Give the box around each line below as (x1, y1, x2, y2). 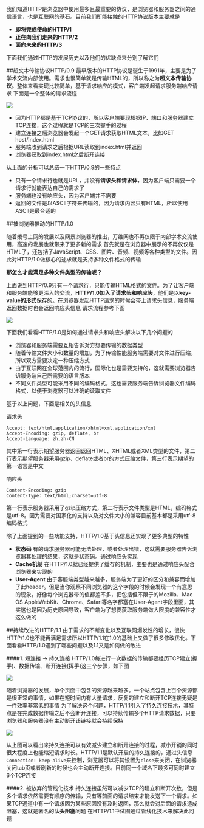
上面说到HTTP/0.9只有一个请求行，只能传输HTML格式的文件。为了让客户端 (6, 281, 195, 289)
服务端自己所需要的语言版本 (20, 372, 90, 379)
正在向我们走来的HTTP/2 (15, 33, 78, 41)
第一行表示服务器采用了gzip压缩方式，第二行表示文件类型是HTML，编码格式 (6, 504, 197, 511)
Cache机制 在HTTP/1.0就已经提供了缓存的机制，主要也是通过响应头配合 (15, 561, 195, 567)
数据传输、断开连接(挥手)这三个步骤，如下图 (19, 662, 129, 669)
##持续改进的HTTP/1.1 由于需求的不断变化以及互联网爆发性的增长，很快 (6, 627, 185, 633)
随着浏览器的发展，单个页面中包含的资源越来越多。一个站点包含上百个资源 (6, 686, 192, 694)
